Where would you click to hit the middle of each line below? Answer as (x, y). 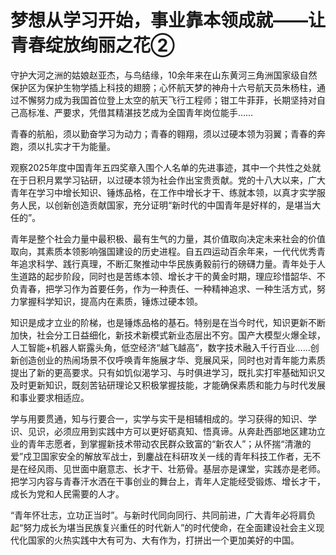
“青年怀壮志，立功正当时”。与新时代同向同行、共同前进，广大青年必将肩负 (163, 515)
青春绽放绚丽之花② (92, 45)
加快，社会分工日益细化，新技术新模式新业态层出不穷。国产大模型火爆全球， (168, 335)
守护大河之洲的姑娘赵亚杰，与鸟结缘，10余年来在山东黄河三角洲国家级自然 (164, 75)
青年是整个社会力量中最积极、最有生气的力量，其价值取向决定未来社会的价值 (168, 238)
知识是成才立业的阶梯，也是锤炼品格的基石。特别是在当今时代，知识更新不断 (168, 322)
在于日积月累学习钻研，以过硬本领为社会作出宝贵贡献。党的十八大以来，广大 (168, 180)
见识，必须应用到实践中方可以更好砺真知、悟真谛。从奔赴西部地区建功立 (176, 431)
